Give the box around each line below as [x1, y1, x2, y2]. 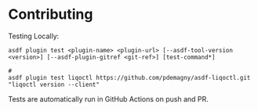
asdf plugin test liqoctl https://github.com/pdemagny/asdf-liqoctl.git [8, 73, 251, 81]
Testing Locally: [8, 31, 60, 41]
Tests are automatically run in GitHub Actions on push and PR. [8, 94, 209, 103]
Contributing [8, 5, 93, 23]
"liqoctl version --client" [8, 81, 100, 88]
